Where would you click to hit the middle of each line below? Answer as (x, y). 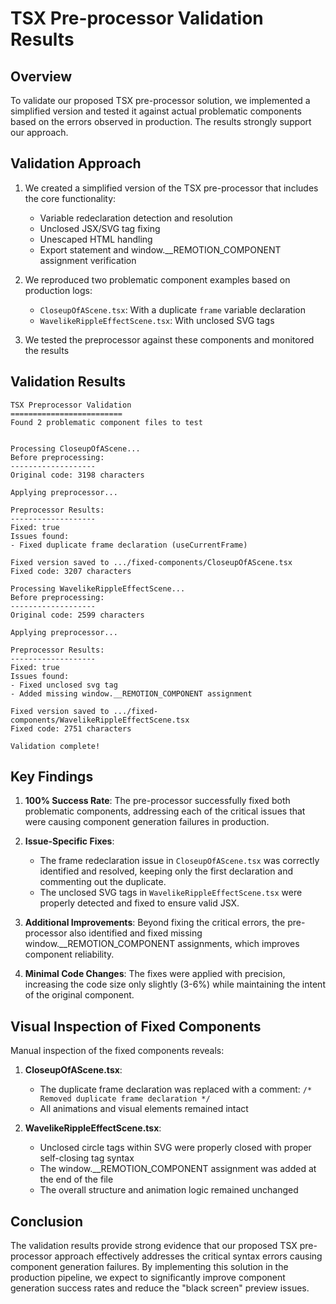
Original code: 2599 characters (77, 615)
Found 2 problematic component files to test (106, 422)
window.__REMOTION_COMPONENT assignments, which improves (162, 944)
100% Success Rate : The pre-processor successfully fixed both (157, 801)
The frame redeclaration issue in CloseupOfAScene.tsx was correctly (179, 861)
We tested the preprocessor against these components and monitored (169, 339)
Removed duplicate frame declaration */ (125, 1099)
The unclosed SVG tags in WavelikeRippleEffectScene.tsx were (171, 893)
